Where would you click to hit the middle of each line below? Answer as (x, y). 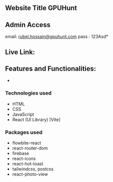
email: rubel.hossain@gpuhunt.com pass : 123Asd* (57, 37)
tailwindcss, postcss (33, 169)
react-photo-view (30, 174)
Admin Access (28, 25)
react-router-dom (30, 148)
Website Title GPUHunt (41, 8)
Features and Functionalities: (51, 68)
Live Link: (20, 52)
